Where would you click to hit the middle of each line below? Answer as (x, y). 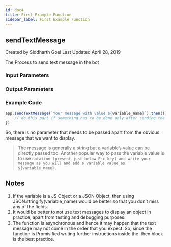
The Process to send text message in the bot (52, 62)
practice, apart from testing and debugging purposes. (69, 217)
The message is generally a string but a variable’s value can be (84, 148)
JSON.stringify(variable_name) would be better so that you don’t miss (86, 201)
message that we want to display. (40, 138)
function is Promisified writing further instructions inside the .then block (88, 234)
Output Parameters (30, 89)
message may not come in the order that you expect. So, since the (82, 228)
